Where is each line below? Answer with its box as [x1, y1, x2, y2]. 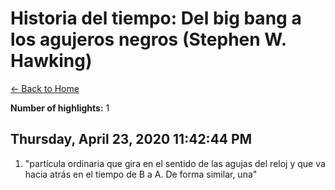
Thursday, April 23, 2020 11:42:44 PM [10, 131, 253, 148]
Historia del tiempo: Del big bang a [10, 7, 302, 30]
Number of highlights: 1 [10, 102, 110, 114]
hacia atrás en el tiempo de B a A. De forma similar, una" [24, 168, 258, 180]
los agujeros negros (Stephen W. [10, 28, 287, 51]
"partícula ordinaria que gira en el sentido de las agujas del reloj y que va [24, 157, 326, 169]
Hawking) [10, 50, 93, 72]
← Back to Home [10, 82, 80, 94]
